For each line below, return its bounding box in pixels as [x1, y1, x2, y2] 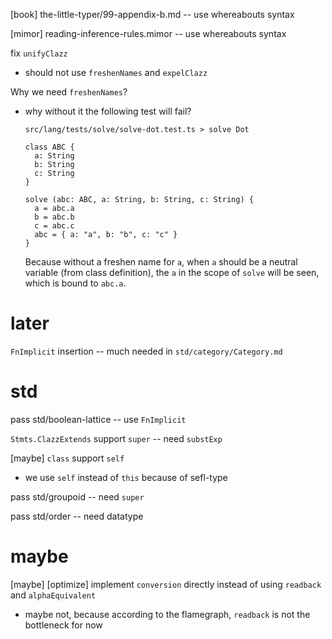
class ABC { [24, 142, 75, 152]
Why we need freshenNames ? [10, 86, 128, 98]
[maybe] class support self [10, 452, 125, 464]
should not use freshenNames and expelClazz [24, 67, 208, 78]
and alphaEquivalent [10, 589, 97, 601]
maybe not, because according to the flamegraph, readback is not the [24, 608, 311, 620]
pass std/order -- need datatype [10, 510, 144, 522]
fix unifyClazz [10, 47, 68, 59]
